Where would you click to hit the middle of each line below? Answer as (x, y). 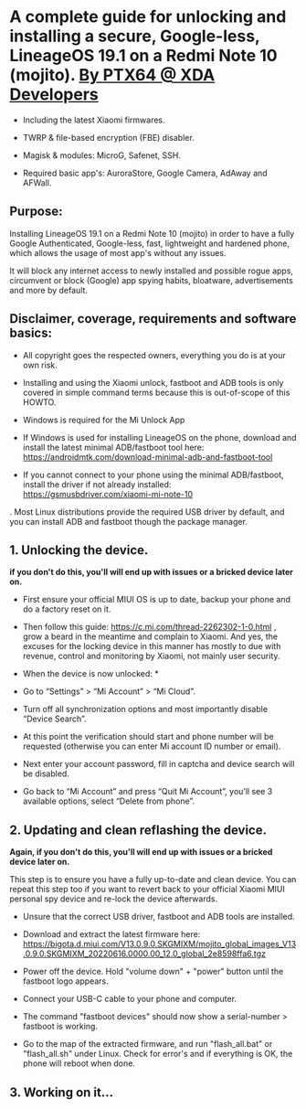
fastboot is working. (60, 1027)
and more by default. (49, 290)
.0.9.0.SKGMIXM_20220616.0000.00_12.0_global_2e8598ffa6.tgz (144, 954)
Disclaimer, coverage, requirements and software (153, 319)
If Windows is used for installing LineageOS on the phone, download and (159, 437)
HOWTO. (39, 402)
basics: (31, 333)
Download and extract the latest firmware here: (111, 934)
